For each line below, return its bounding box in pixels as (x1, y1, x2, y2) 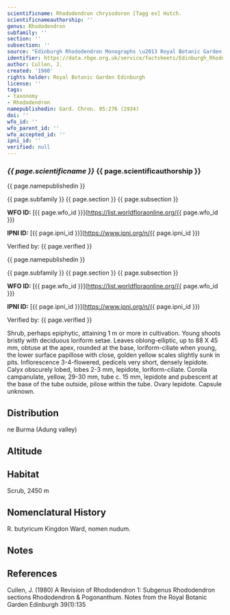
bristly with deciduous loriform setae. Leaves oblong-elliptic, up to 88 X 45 (7, 336, 218, 344)
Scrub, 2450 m (7, 487, 49, 495)
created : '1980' (7, 67, 53, 74)
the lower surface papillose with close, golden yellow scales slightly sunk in (7, 351, 220, 360)
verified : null (7, 144, 51, 151)
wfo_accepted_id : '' (7, 131, 66, 138)
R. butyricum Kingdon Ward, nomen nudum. (7, 525, 131, 533)
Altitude (7, 445, 42, 457)
